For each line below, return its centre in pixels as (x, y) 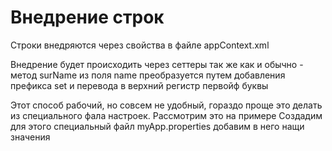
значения (30, 137)
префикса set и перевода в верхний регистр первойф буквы (139, 85)
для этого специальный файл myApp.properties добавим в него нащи (157, 126)
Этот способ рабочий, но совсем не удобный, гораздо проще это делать (166, 105)
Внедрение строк (87, 17)
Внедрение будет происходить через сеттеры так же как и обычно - (157, 64)
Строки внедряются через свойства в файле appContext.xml (140, 45)
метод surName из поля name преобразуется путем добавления (148, 75)
